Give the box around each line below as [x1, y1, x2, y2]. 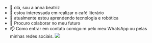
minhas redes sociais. [9, 33, 54, 39]
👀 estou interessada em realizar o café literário [9, 10, 104, 16]
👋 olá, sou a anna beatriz [9, 5, 60, 10]
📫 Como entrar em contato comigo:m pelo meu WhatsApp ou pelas [9, 26, 147, 31]
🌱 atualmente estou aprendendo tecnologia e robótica [9, 15, 119, 21]
